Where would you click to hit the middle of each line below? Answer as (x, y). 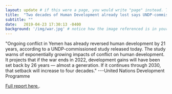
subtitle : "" (19, 19)
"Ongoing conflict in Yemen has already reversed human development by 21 (85, 43)
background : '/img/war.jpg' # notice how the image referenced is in (81, 29)
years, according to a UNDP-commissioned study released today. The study (85, 49)
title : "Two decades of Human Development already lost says (73, 15)
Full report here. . (23, 86)
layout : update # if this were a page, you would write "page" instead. (84, 10)
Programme (18, 76)
